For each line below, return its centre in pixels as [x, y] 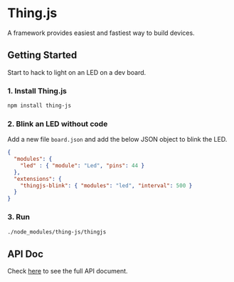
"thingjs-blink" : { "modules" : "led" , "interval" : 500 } [106, 186]
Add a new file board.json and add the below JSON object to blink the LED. [117, 140]
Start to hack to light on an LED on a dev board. [77, 72]
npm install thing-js [39, 106]
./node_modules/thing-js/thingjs [57, 232]
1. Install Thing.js [37, 90]
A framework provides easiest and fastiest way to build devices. [101, 33]
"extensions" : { [38, 179]
